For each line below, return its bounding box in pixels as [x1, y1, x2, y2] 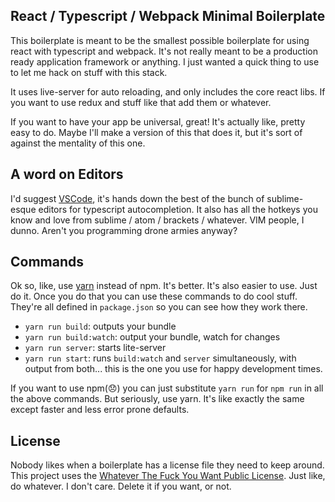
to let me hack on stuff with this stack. [10, 66, 168, 78]
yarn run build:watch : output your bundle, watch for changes [24, 331, 281, 343]
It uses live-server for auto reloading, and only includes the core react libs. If [10, 85, 326, 98]
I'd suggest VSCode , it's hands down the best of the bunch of [10, 192, 265, 204]
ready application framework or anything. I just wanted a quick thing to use [10, 55, 320, 68]
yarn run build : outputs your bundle [24, 320, 177, 333]
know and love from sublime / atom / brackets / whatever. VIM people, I [10, 214, 305, 226]
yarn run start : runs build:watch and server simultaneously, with [24, 352, 297, 364]
